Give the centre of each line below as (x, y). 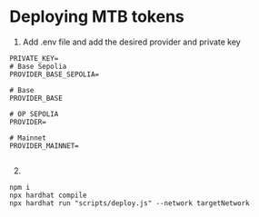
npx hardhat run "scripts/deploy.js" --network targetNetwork (129, 203)
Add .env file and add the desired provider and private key (131, 42)
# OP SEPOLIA (34, 114)
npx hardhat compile (49, 195)
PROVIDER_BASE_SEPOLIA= (55, 74)
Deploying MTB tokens (97, 17)
